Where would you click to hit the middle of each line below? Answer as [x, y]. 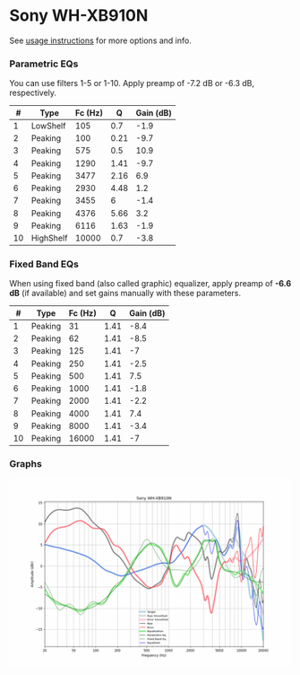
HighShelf [49, 238]
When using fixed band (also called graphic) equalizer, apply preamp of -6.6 [150, 284]
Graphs [26, 464]
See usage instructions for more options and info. [101, 40]
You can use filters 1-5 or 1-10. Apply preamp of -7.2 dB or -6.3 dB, [132, 83]
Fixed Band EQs [44, 264]
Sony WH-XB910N [79, 16]
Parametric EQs [44, 64]
